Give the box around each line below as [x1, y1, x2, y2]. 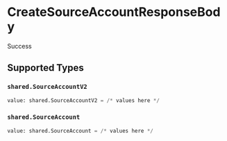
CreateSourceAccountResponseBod [7, 4, 221, 20]
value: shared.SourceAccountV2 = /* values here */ [7, 97, 160, 104]
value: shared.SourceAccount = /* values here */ [7, 127, 154, 134]
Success [7, 42, 33, 50]
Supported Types [7, 62, 85, 74]
